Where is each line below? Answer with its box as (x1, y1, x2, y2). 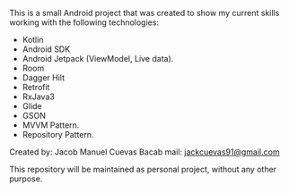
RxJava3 (22, 91, 56, 102)
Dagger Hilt (22, 72, 66, 83)
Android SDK (22, 44, 71, 55)
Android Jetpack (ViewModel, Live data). (22, 54, 174, 63)
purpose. (9, 173, 43, 184)
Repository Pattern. (22, 130, 94, 139)
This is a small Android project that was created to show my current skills (9, 8, 280, 18)
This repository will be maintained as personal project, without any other (9, 164, 276, 174)
